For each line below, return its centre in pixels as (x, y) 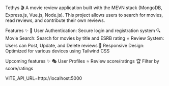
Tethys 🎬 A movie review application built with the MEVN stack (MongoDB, (84, 8)
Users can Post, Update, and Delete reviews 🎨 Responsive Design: (75, 46)
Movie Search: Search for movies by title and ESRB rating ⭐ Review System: (85, 38)
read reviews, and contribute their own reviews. (55, 20)
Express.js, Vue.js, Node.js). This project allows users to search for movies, (84, 15)
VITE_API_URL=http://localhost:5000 (44, 78)
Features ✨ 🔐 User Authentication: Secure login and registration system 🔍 (83, 31)
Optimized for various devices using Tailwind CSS (58, 51)
